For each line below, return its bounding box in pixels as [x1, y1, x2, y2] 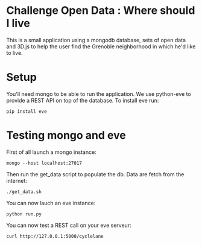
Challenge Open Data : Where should [6, 4, 195, 17]
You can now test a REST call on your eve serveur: [6, 221, 131, 229]
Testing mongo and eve [6, 129, 127, 142]
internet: [6, 177, 27, 184]
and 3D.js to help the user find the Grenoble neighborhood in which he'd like [6, 43, 196, 50]
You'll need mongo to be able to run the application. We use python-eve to [6, 90, 191, 97]
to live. [6, 49, 23, 56]
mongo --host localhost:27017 [6, 160, 83, 166]
